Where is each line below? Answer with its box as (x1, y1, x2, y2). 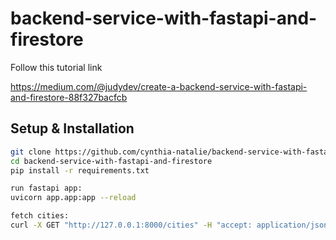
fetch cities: (10, 211, 70, 221)
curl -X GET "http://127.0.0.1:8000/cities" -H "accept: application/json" (10, 220, 333, 230)
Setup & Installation (10, 120, 135, 137)
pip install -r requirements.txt (10, 165, 150, 176)
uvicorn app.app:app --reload (10, 193, 137, 203)
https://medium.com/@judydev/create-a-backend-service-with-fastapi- (10, 80, 308, 92)
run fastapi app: (10, 183, 83, 194)
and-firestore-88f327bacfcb (10, 91, 128, 103)
